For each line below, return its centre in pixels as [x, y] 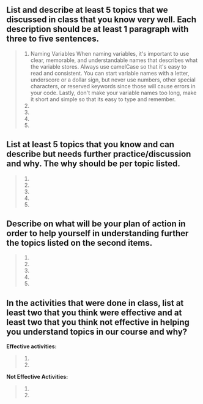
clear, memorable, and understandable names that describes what [114, 60]
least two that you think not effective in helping [98, 322]
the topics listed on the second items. [79, 243]
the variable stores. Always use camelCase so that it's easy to [108, 66]
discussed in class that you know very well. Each [102, 20]
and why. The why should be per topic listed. [93, 164]
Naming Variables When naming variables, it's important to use [110, 53]
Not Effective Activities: [37, 377]
